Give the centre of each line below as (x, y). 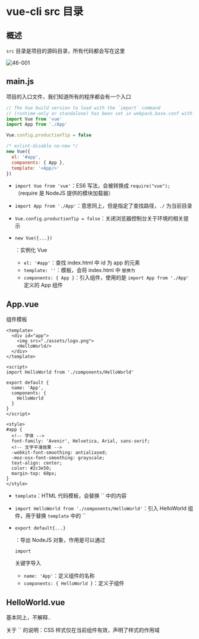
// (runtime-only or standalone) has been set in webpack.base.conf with (99, 113)
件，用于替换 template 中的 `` (50, 516)
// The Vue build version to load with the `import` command (83, 108)
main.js (20, 81)
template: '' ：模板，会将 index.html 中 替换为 (79, 270)
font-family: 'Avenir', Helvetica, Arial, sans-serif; (81, 441)
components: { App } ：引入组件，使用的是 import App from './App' (106, 278)
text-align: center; (37, 463)
